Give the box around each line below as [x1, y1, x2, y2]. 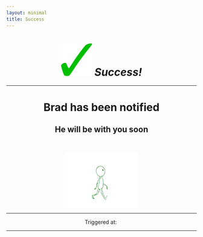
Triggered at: [84, 218, 117, 226]
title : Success [6, 16, 45, 22]
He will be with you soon [54, 125, 149, 135]
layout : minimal [6, 10, 47, 16]
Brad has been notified [43, 100, 160, 114]
